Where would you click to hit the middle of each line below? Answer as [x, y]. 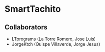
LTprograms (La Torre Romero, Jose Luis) [54, 39]
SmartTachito [33, 9]
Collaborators [26, 27]
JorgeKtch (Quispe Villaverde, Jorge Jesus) [56, 44]
